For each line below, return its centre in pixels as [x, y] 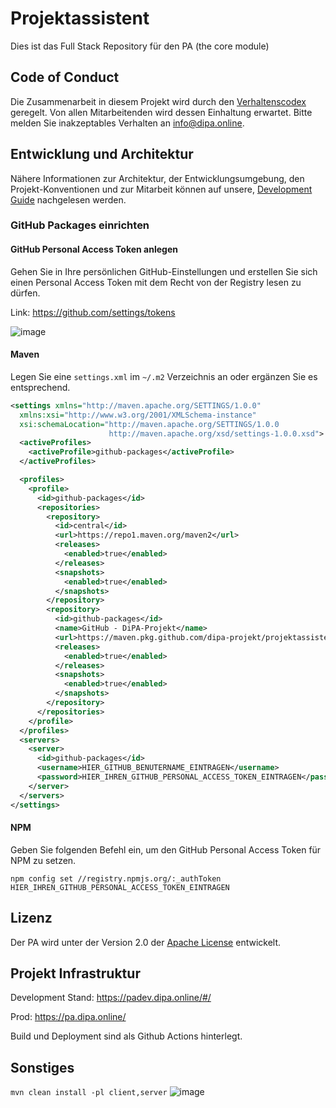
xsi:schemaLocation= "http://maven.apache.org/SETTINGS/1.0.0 [149, 424]
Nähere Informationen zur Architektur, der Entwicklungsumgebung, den [157, 178]
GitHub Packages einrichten [80, 225]
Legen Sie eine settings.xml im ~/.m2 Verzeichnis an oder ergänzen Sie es [164, 376]
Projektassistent [80, 18]
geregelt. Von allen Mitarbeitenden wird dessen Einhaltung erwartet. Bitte [161, 112]
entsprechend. [40, 387]
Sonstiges [42, 1067]
